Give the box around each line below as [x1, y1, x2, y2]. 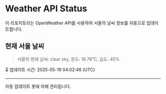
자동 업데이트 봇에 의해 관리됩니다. [5, 83, 71, 89]
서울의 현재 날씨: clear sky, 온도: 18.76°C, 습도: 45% [17, 56, 120, 62]
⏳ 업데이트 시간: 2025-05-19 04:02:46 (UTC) [5, 66, 95, 72]
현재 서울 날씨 [5, 42, 44, 50]
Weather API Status [5, 3, 87, 14]
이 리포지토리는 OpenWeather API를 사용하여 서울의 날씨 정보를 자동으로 [5, 20, 146, 26]
